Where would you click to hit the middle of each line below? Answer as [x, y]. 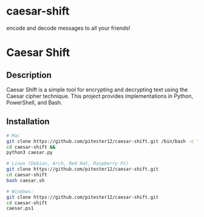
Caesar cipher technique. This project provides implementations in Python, [100, 96]
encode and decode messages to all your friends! [68, 28]
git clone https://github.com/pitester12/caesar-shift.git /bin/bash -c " [103, 141]
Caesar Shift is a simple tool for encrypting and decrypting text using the [97, 89]
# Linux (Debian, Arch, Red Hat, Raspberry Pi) [68, 164]
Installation [28, 122]
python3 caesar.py [29, 153]
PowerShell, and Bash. [34, 102]
